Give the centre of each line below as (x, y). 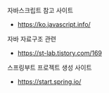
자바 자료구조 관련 (32, 39)
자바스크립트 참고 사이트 (40, 10)
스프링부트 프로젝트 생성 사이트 (50, 68)
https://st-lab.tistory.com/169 (60, 53)
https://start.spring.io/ (49, 82)
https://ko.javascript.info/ (54, 24)
